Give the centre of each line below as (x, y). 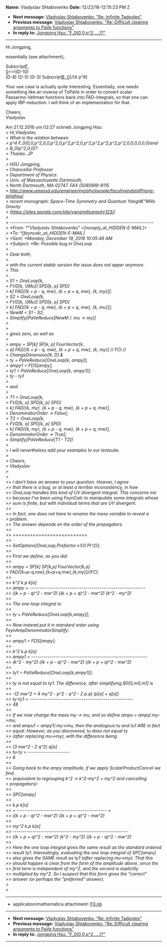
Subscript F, (17, 66)
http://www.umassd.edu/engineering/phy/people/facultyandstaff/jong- (82, 191)
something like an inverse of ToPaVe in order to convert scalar (69, 92)
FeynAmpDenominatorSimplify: (37, 630)
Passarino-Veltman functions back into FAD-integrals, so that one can (77, 97)
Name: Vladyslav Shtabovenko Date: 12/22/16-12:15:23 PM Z (68, 7)
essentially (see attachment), (35, 57)
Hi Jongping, (19, 47)
